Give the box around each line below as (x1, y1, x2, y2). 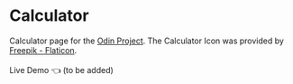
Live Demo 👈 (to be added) (9, 64, 114, 75)
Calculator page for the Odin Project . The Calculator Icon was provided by (9, 35, 284, 46)
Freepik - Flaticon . (9, 44, 78, 55)
